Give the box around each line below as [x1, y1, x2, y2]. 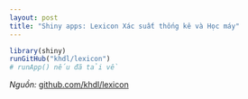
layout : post [9, 13, 59, 22]
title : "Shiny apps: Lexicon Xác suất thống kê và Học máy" [9, 22, 241, 31]
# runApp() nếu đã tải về [9, 63, 119, 72]
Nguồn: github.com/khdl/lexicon [9, 79, 129, 90]
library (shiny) [9, 46, 67, 55]
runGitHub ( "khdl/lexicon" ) [9, 55, 111, 64]
